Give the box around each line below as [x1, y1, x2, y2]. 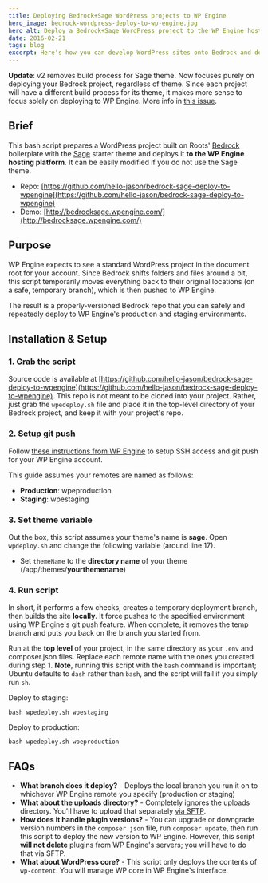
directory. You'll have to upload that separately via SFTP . [19, 806, 207, 816]
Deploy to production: [8, 723, 80, 732]
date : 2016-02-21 [8, 34, 66, 42]
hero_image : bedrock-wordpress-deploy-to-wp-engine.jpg [8, 19, 198, 27]
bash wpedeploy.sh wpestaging [8, 708, 109, 717]
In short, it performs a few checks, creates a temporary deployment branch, [8, 603, 258, 612]
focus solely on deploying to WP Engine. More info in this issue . [8, 97, 218, 105]
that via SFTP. [19, 849, 66, 858]
